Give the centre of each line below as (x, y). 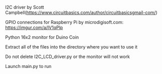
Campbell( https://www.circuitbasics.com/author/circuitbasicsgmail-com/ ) (81, 12)
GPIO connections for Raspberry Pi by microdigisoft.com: (64, 22)
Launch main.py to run (28, 66)
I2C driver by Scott (25, 7)
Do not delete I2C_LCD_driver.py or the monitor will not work (68, 56)
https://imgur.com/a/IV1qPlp (34, 27)
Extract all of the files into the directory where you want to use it (71, 47)
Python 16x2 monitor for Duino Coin (42, 37)
